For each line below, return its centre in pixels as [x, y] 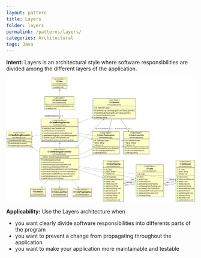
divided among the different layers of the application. [72, 69]
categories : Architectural [40, 38]
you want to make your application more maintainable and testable [97, 249]
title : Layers [24, 19]
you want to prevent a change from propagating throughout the [93, 236]
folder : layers [25, 25]
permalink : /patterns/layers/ [44, 32]
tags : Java [20, 45]
